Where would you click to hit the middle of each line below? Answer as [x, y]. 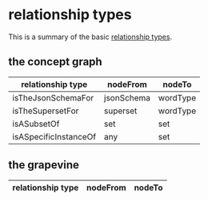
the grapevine [44, 165]
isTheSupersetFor [46, 111]
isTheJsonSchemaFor [53, 97]
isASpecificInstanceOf [54, 136]
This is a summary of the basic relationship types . [90, 37]
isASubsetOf [36, 124]
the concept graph [55, 62]
